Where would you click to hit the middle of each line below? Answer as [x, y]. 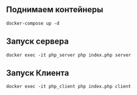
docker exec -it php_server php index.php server [69, 55]
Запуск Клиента [38, 73]
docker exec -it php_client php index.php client [69, 87]
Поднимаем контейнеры [55, 10]
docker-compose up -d [33, 23]
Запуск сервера [38, 42]
